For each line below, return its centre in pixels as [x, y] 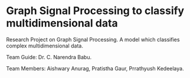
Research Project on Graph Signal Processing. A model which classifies [93, 39]
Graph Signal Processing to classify [95, 11]
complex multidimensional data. [45, 46]
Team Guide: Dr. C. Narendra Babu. [49, 57]
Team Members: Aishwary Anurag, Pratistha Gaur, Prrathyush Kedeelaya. [95, 68]
